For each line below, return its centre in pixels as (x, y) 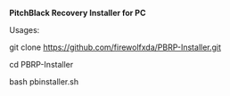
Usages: (25, 30)
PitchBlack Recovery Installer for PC (78, 13)
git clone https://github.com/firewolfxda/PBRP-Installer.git (115, 47)
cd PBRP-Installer (41, 64)
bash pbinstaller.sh (44, 82)
